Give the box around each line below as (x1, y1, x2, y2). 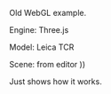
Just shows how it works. (9, 76, 102, 87)
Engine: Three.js (9, 25, 69, 35)
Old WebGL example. (9, 8, 87, 18)
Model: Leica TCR (9, 42, 75, 52)
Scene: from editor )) (9, 59, 86, 69)
